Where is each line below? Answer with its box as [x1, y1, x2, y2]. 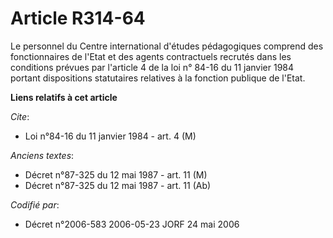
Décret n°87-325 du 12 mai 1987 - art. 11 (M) [24, 168, 208, 181]
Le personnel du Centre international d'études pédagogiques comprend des [10, 40, 324, 52]
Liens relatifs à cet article [10, 91, 118, 103]
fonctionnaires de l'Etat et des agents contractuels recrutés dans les [10, 50, 292, 62]
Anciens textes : [10, 149, 75, 161]
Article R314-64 [10, 7, 146, 30]
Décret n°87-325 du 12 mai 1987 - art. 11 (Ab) [24, 179, 212, 191]
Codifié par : [10, 198, 60, 211]
